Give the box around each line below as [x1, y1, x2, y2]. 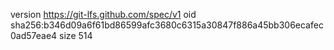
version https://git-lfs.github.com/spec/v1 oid [10, 9, 197, 20]
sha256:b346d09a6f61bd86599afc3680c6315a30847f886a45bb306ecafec [10, 19, 324, 31]
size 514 [59, 30, 93, 41]
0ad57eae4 [10, 30, 58, 41]
